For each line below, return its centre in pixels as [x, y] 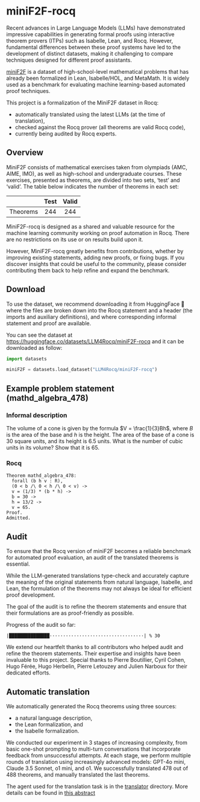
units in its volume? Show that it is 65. [53, 448]
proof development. [31, 595]
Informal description [37, 415]
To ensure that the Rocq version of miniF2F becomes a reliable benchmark [99, 551]
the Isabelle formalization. [47, 731]
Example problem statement [60, 388]
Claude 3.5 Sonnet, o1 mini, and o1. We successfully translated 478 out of [97, 768]
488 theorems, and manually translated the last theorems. [78, 774]
